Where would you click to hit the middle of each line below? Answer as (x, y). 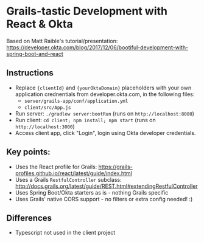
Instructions (30, 73)
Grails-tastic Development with (87, 11)
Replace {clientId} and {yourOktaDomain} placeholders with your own (103, 88)
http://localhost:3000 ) (45, 126)
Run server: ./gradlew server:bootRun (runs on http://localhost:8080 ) (105, 113)
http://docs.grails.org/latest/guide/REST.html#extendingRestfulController (106, 186)
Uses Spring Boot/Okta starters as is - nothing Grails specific (92, 192)
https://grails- (115, 167)
